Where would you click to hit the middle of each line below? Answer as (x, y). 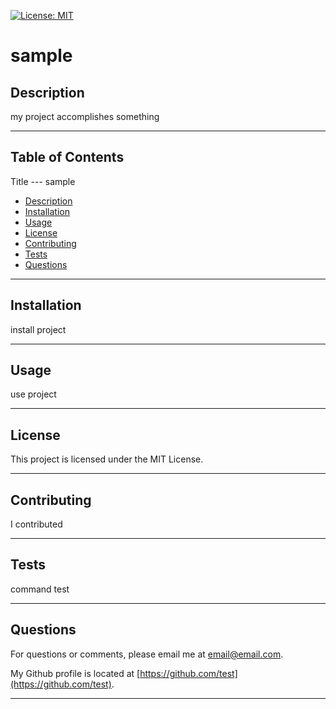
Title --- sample (43, 181)
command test (40, 589)
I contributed (36, 524)
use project (33, 394)
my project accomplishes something (85, 116)
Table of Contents (67, 157)
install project (38, 329)
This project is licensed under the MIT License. (107, 459)
